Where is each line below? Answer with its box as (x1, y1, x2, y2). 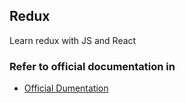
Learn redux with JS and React (9, 34, 137, 46)
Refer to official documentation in (9, 59, 176, 73)
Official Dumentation (23, 82, 109, 94)
